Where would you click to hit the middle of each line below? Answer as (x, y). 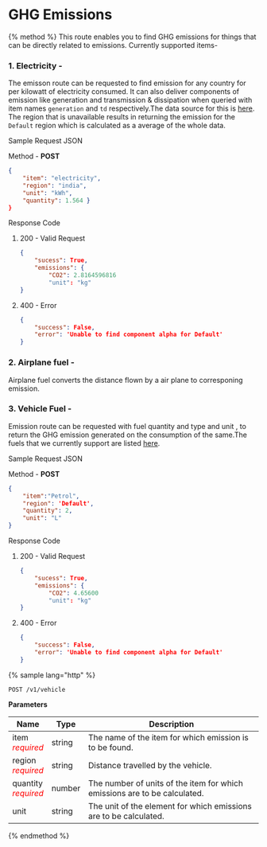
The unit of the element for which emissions (170, 806)
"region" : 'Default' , (58, 503)
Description (172, 724)
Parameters (28, 704)
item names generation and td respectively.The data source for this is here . (132, 108)
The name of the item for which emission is (168, 737)
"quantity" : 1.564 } (56, 201)
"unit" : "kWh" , (48, 193)
